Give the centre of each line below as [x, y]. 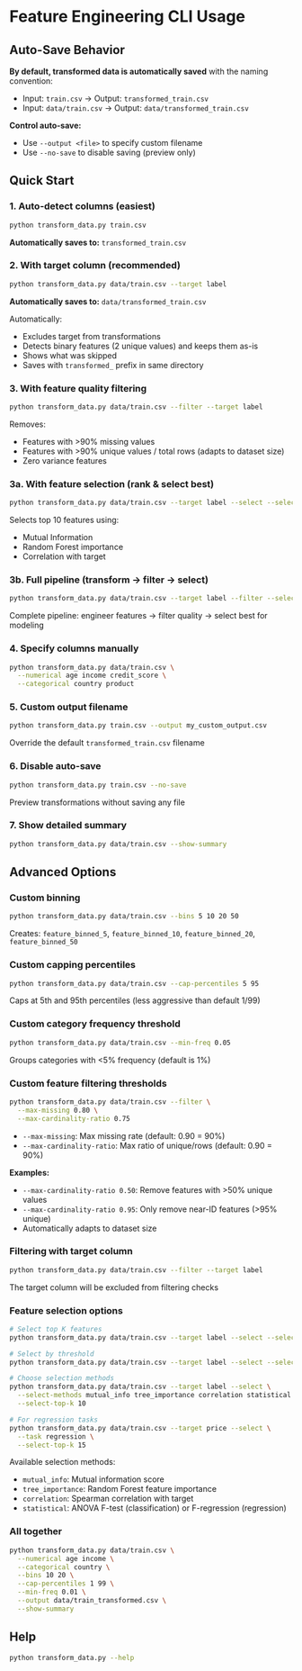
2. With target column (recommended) [95, 266]
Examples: [29, 1172]
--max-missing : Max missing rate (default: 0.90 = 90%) [124, 1135]
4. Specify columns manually [74, 648]
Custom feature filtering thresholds [89, 1083]
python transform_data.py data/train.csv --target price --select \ [140, 1428]
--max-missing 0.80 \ [58, 1110]
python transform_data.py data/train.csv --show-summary [118, 844]
